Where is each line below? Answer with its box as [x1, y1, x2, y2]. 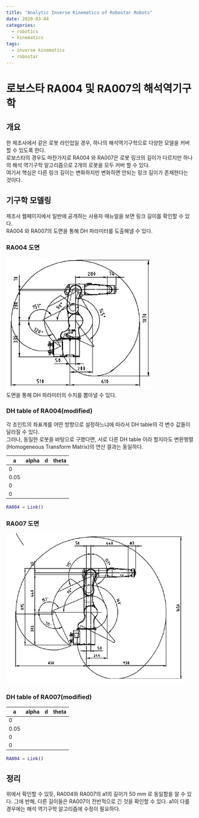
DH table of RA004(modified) [6, 407, 93, 415]
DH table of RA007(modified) [6, 693, 92, 701]
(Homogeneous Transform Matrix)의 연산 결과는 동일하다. [6, 444, 144, 451]
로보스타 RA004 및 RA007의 [6, 82, 141, 95]
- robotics [11, 29, 39, 35]
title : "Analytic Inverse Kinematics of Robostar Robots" [6, 10, 153, 15]
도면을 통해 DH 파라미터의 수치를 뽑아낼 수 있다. [6, 391, 117, 398]
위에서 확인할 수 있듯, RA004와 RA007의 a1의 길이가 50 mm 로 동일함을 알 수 [6, 791, 186, 798]
